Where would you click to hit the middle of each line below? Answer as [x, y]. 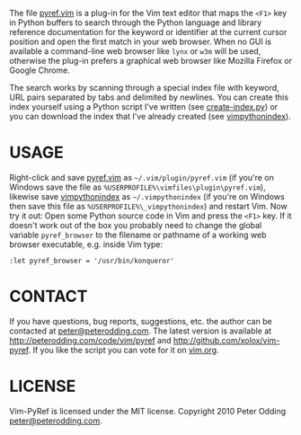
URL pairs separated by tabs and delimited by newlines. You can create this [149, 97]
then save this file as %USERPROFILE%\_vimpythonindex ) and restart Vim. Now [148, 206]
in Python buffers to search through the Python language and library [136, 22]
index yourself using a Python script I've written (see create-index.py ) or [144, 107]
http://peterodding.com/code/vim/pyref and [90, 340]
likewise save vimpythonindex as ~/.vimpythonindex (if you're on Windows [147, 196]
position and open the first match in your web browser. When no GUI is [141, 41]
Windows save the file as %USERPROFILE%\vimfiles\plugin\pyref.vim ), [138, 187]
